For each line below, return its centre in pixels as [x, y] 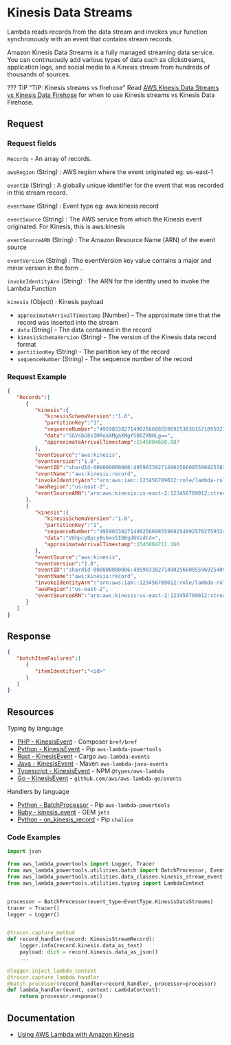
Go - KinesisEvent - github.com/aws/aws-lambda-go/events [99, 778]
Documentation [41, 1018]
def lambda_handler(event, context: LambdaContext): [84, 990]
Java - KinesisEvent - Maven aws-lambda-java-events [92, 764]
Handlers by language [38, 792]
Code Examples [34, 837]
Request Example [37, 376]
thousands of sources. [39, 74]
